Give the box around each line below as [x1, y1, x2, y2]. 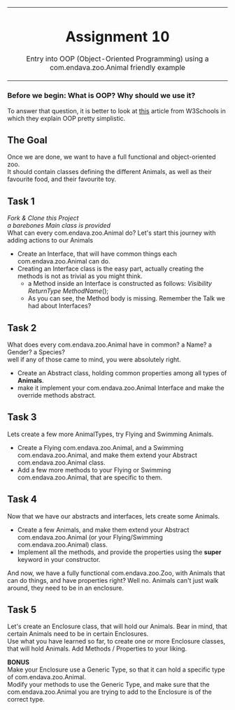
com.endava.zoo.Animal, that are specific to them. [17, 473, 163, 481]
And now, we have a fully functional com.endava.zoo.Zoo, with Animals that [7, 569, 225, 577]
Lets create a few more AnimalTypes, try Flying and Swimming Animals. [7, 430, 214, 438]
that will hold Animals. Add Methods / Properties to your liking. [7, 644, 187, 653]
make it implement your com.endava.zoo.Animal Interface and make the [17, 384, 225, 392]
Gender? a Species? [7, 347, 65, 356]
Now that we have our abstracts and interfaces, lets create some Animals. [7, 512, 220, 520]
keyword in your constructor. [17, 555, 101, 563]
